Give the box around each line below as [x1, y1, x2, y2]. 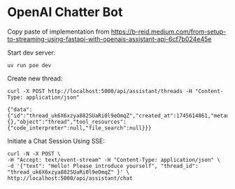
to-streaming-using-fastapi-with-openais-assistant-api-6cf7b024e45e [7, 34, 212, 43]
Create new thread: [7, 74, 63, 83]
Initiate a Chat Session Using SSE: [7, 136, 105, 145]
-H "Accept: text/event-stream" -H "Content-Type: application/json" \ [7, 156, 220, 163]
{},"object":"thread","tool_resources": [7, 118, 127, 125]
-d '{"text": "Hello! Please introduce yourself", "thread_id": [7, 162, 199, 169]
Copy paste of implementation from [7, 27, 110, 36]
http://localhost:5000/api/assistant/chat [7, 174, 133, 182]
